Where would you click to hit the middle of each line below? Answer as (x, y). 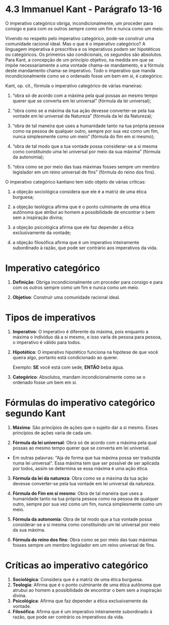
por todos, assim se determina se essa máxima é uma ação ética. (80, 468)
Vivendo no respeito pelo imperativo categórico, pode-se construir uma (80, 38)
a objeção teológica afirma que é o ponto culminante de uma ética (81, 207)
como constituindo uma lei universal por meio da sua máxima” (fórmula (86, 151)
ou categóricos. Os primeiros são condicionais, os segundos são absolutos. (84, 54)
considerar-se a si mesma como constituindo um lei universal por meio (86, 524)
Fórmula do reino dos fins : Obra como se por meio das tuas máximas (85, 539)
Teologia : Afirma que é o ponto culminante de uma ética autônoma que (87, 585)
